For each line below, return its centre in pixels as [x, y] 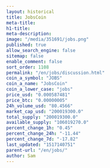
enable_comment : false [34, 61]
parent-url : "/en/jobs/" [37, 150]
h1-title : [18, 28]
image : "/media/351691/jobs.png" [48, 39]
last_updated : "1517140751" [41, 144]
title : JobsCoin [26, 17]
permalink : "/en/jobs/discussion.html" [56, 73]
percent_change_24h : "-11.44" [44, 134]
